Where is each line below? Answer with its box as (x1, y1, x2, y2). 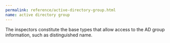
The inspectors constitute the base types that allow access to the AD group (5, 26, 165, 32)
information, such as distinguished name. (5, 32, 92, 38)
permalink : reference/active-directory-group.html (5, 7, 116, 13)
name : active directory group (5, 12, 70, 17)
